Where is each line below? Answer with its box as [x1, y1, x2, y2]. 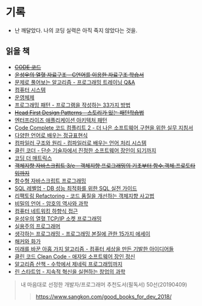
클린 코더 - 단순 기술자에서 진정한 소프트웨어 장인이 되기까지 [14, 147, 157, 154]
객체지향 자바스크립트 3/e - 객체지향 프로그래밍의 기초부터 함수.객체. [14, 162, 177, 169]
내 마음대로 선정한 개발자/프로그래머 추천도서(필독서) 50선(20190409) [20, 281, 187, 288]
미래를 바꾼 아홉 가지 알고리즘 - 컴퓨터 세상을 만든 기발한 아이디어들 [14, 245, 174, 252]
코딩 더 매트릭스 [14, 154, 52, 161]
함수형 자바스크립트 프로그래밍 [14, 177, 86, 184]
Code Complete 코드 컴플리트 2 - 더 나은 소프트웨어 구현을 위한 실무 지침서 [14, 124, 194, 131]
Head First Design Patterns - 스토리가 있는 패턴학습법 [14, 108, 144, 116]
